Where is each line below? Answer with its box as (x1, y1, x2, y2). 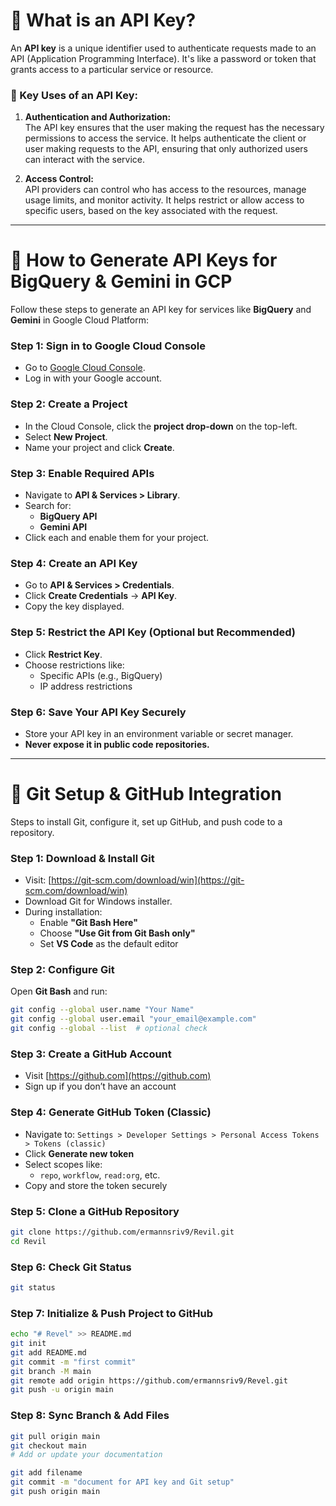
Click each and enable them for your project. (24, 532, 210, 544)
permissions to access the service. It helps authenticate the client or (24, 132, 307, 144)
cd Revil (10, 1236, 47, 1246)
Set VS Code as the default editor (39, 938, 179, 950)
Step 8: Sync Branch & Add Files (10, 1409, 170, 1423)
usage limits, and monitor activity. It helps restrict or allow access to (24, 194, 305, 206)
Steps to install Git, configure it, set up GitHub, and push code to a (10, 815, 283, 828)
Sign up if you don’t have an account (24, 1080, 177, 1093)
